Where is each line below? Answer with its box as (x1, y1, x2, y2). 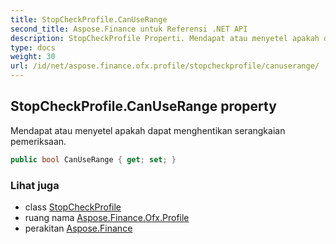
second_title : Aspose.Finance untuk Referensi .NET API (10, 24, 248, 34)
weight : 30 (10, 52, 56, 62)
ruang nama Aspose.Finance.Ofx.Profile (24, 211, 190, 223)
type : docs (10, 42, 56, 53)
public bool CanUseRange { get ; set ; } (10, 154, 177, 165)
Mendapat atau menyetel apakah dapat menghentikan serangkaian (10, 124, 286, 136)
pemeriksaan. (10, 135, 67, 147)
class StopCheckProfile (24, 201, 122, 213)
